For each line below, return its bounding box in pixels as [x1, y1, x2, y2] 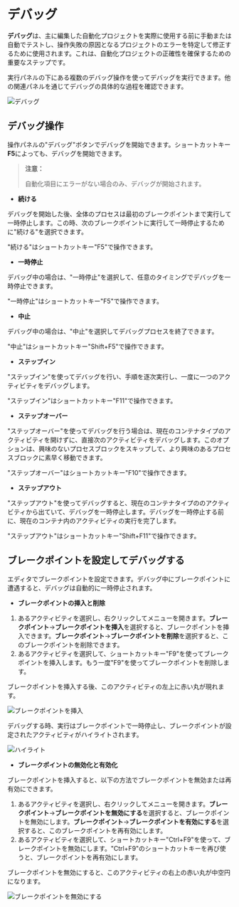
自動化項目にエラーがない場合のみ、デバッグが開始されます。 [24, 179, 206, 188]
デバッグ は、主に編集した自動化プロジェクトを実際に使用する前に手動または [7, 31, 232, 40]
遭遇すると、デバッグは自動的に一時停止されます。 [7, 583, 156, 592]
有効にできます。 [7, 784, 57, 793]
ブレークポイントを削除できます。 [23, 640, 124, 649]
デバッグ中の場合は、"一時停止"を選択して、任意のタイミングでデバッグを [7, 272, 225, 281]
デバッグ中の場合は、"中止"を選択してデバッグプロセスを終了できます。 [7, 327, 218, 335]
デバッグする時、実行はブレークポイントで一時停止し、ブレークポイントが [7, 721, 225, 730]
